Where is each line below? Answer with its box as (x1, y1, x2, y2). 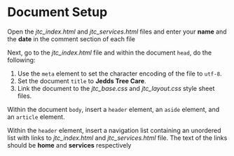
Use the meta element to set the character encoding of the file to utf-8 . (17, 69, 222, 78)
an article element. (7, 113, 65, 121)
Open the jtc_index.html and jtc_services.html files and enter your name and (7, 27, 227, 36)
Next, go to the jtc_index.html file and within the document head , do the (7, 48, 212, 57)
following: (7, 55, 36, 64)
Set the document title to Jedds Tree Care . (17, 76, 146, 85)
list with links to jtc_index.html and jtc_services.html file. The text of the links (7, 134, 228, 142)
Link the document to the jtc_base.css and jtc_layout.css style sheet (17, 84, 215, 92)
